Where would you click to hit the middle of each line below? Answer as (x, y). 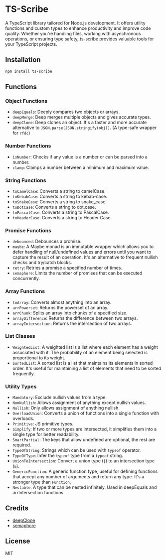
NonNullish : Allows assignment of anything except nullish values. (79, 403)
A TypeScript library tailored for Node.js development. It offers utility (75, 23)
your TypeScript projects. (31, 44)
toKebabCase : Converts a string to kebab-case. (60, 196)
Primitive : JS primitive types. (43, 424)
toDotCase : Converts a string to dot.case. (54, 207)
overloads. (23, 419)
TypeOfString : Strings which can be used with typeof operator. (77, 450)
